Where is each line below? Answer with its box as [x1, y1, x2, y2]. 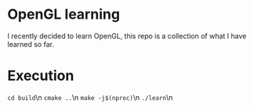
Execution [7, 67, 74, 85]
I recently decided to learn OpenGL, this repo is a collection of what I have [7, 31, 247, 41]
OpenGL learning [7, 5, 121, 23]
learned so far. [7, 39, 54, 48]
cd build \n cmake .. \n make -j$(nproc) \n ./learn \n [7, 92, 173, 102]
